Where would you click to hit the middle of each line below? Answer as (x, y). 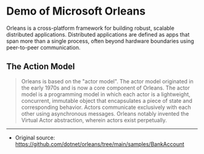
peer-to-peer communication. (43, 47)
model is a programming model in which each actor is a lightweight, (106, 94)
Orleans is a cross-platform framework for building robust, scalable (90, 28)
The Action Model (41, 67)
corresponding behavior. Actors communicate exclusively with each (106, 107)
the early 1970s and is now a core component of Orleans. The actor (105, 88)
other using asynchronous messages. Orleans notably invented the (105, 113)
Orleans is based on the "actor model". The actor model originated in (107, 81)
